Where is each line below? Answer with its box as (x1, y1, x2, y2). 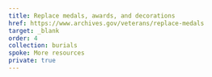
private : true (8, 57, 57, 65)
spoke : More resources (8, 49, 85, 57)
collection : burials (8, 42, 78, 50)
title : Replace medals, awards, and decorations (8, 11, 176, 20)
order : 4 (8, 34, 38, 43)
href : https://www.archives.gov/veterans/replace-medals (8, 19, 205, 27)
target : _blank (8, 26, 60, 34)
